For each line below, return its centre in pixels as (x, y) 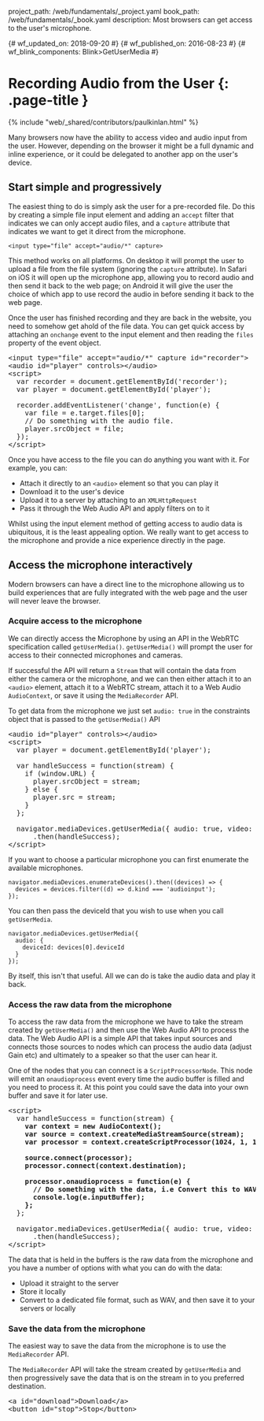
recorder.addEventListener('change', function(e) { (118, 405)
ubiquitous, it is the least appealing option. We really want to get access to (128, 532)
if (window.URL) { (60, 773)
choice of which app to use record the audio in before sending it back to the (131, 294)
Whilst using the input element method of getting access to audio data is (125, 523)
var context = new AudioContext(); (93, 1127)
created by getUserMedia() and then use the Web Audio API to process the (129, 1030)
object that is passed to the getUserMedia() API (84, 719)
